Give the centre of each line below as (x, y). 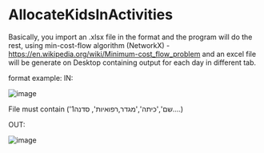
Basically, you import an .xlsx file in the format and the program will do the (130, 37)
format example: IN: (41, 78)
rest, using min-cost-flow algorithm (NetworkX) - (89, 45)
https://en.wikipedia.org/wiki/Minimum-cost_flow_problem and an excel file (132, 54)
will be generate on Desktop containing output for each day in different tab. (132, 62)
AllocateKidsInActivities (91, 15)
